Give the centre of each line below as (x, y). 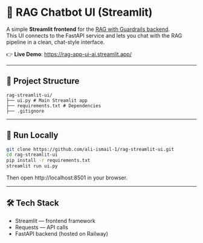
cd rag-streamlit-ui (32, 155)
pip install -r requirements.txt (48, 161)
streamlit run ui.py (32, 166)
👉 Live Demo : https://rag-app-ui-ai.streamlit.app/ (69, 54)
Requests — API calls (41, 227)
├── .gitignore (25, 111)
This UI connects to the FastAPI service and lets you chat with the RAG (94, 35)
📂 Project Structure (43, 81)
